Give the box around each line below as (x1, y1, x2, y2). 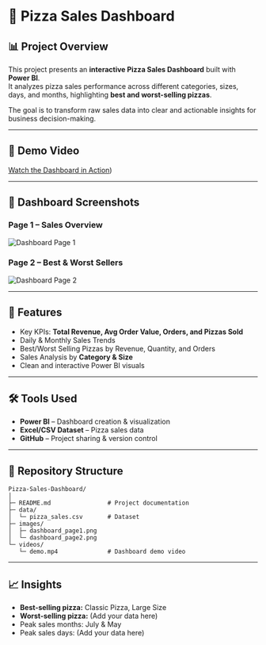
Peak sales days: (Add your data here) (19, 628, 145, 638)
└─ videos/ (8, 541, 44, 549)
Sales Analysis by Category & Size (19, 352, 133, 362)
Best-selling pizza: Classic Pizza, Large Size (19, 603, 167, 612)
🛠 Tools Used (8, 392, 78, 405)
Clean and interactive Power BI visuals (19, 360, 145, 370)
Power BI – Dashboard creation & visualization (19, 417, 170, 427)
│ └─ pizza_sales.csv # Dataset (8, 513, 140, 521)
